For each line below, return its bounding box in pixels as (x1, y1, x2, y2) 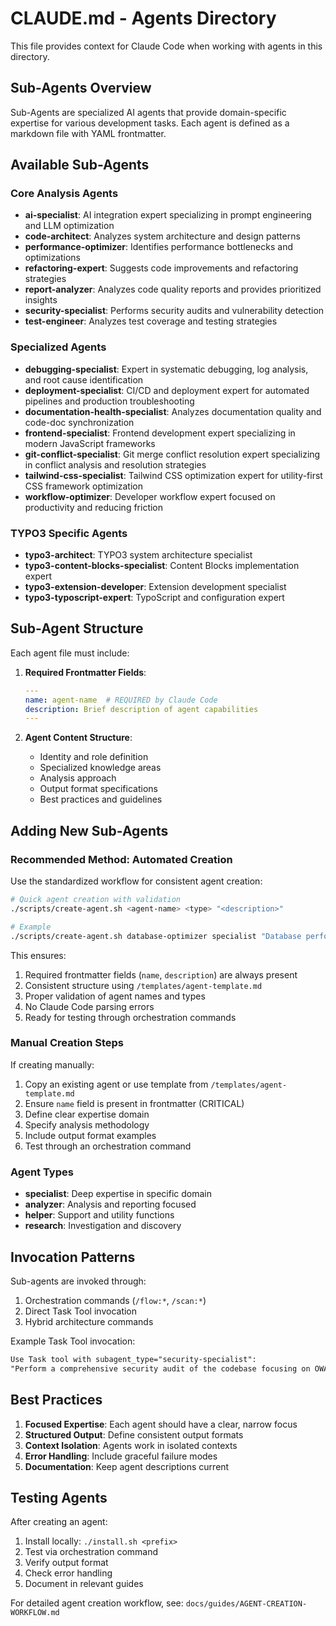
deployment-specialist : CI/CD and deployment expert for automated (24, 384, 310, 396)
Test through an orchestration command (24, 1140, 192, 1152)
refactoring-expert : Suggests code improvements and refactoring (24, 262, 299, 274)
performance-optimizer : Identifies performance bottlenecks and (24, 241, 293, 253)
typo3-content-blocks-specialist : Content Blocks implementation (24, 560, 300, 572)
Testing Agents (10, 1489, 108, 1506)
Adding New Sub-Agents (10, 822, 169, 839)
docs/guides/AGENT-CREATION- (185, 1599, 308, 1609)
